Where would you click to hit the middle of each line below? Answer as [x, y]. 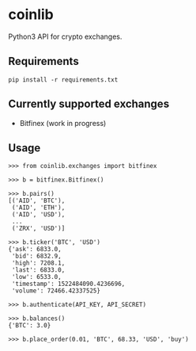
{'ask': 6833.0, [35, 250]
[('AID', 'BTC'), [37, 201]
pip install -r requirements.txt [63, 80]
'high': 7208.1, [38, 263]
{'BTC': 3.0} [30, 326]
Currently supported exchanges [89, 104]
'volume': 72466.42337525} [56, 291]
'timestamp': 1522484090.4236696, [68, 284]
